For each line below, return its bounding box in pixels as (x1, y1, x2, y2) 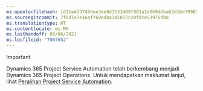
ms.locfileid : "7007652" (6, 37, 69, 43)
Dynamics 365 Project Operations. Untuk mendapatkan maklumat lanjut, (6, 72, 186, 78)
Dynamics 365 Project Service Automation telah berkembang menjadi (6, 65, 179, 72)
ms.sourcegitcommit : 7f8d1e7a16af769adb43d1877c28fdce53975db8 (6, 14, 169, 20)
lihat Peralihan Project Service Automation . (6, 78, 113, 85)
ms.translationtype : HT (6, 20, 66, 26)
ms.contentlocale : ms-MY (6, 25, 69, 32)
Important (6, 54, 31, 60)
